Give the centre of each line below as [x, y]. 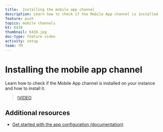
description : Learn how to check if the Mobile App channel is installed [82, 14]
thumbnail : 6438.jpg [26, 32]
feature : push [20, 18]
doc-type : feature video [30, 37]
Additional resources [38, 113]
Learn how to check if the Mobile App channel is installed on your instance [80, 83]
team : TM [14, 46]
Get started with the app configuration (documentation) [68, 125]
